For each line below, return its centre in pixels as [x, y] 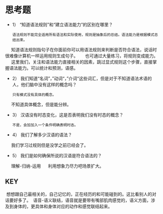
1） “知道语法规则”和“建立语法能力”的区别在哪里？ [63, 24]
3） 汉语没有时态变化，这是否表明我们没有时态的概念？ [68, 115]
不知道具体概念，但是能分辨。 [41, 104]
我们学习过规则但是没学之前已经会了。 [50, 145]
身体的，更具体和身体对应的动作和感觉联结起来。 [63, 206]
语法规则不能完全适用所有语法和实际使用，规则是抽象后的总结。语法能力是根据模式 [83, 35]
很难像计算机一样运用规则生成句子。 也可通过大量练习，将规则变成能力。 [81, 56]
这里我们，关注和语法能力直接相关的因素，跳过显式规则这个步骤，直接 [82, 62]
